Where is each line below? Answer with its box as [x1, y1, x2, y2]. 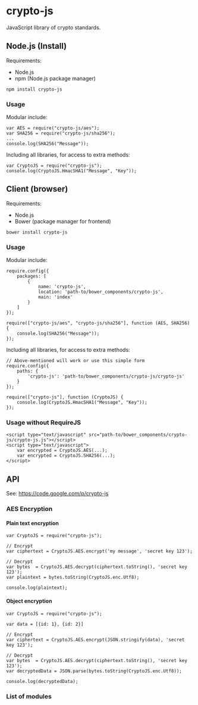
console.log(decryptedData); [6, 678, 78, 684]
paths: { [17, 368, 39, 375]
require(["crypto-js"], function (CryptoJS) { [6, 394, 124, 400]
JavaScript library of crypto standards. [6, 24, 101, 31]
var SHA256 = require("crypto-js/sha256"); [6, 130, 116, 136]
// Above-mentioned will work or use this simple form [6, 358, 145, 364]
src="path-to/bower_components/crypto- [88, 432, 187, 438]
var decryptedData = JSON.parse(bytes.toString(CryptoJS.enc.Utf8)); [6, 668, 183, 674]
